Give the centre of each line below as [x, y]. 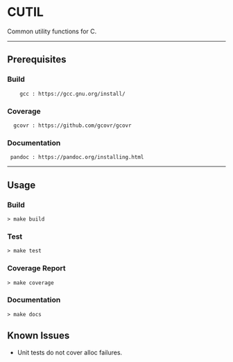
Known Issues [38, 336]
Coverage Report [36, 268]
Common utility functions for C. [52, 31]
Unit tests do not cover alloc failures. [70, 352]
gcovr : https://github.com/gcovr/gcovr [72, 126]
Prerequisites [37, 60]
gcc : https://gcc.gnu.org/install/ [73, 94]
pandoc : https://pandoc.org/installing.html [77, 157]
